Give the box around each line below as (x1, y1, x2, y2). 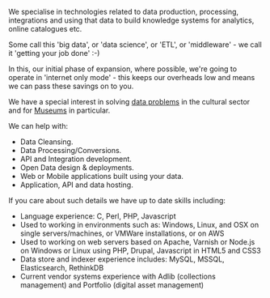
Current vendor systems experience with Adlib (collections (19, 271, 216, 281)
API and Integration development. (19, 154, 132, 164)
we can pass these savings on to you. (8, 81, 134, 91)
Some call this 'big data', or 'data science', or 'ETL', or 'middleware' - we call (8, 40, 263, 49)
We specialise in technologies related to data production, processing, (8, 7, 239, 16)
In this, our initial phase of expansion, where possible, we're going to (8, 64, 237, 74)
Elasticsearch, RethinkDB (19, 263, 104, 272)
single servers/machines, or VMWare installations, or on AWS (19, 228, 225, 238)
